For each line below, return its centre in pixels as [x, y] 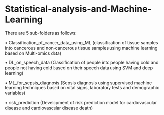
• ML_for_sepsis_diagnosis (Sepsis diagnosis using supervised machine [79, 83]
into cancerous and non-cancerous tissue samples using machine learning [81, 48]
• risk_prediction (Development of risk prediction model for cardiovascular [81, 102]
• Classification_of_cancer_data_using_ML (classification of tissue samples [82, 42]
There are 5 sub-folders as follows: [41, 33]
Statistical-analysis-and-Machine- [79, 9]
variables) [15, 93]
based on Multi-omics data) [33, 53]
